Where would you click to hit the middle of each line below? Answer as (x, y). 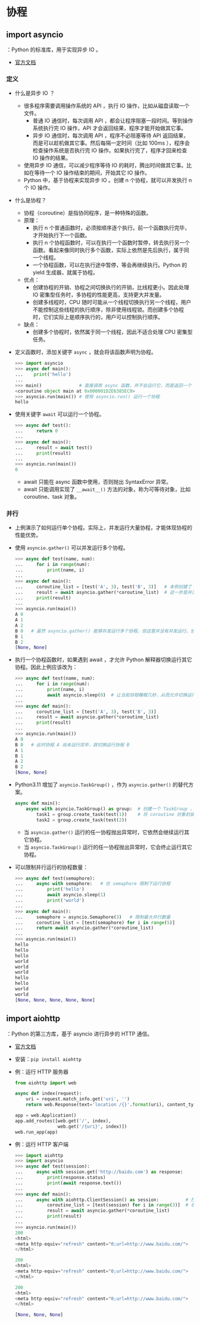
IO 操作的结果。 (52, 158)
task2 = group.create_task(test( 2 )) (82, 820)
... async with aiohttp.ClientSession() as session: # (101, 1200)
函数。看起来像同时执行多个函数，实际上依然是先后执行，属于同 (111, 250)
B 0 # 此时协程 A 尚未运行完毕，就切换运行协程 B (72, 745)
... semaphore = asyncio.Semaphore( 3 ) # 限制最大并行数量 (93, 917)
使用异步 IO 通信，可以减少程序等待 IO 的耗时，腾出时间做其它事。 (105, 165)
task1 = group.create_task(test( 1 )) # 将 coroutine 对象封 (113, 814)
